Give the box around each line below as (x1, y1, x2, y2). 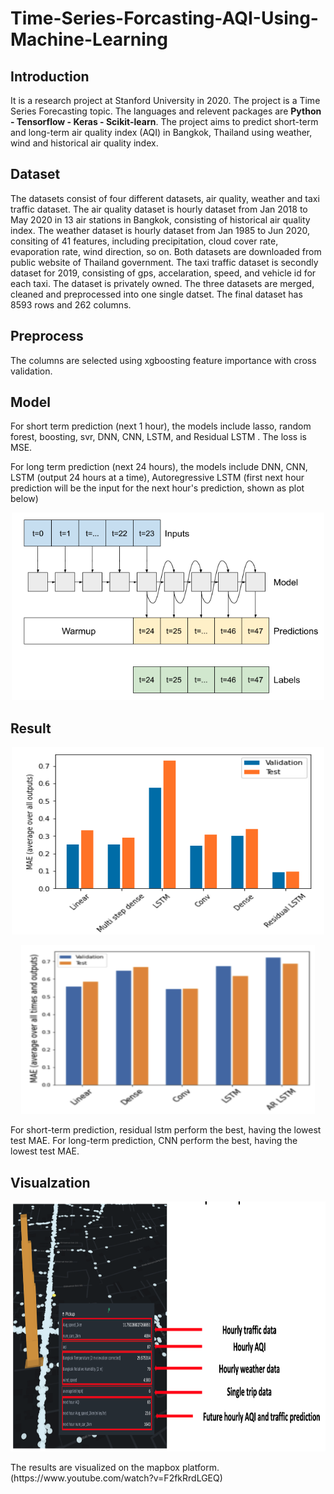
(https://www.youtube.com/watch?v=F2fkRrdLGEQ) (10, 1472, 223, 1484)
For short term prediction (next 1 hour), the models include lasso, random (10, 420, 312, 432)
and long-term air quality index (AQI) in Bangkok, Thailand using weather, (10, 127, 313, 138)
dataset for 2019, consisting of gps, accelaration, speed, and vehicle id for (10, 267, 317, 279)
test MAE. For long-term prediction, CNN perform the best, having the (10, 1135, 298, 1147)
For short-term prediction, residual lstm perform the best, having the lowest (10, 1124, 322, 1136)
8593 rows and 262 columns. (10, 298, 132, 311)
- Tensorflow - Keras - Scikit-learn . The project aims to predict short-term (10, 116, 319, 127)
